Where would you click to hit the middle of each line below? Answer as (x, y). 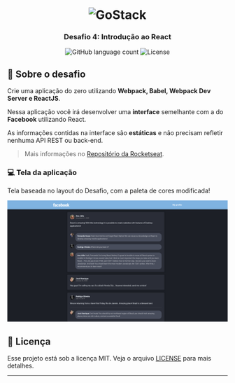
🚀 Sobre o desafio (47, 74)
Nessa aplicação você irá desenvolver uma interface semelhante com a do (115, 112)
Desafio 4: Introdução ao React (117, 37)
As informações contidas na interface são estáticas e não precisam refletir (115, 133)
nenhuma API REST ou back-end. (55, 141)
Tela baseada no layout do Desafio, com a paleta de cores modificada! (109, 190)
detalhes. (21, 365)
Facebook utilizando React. (47, 120)
